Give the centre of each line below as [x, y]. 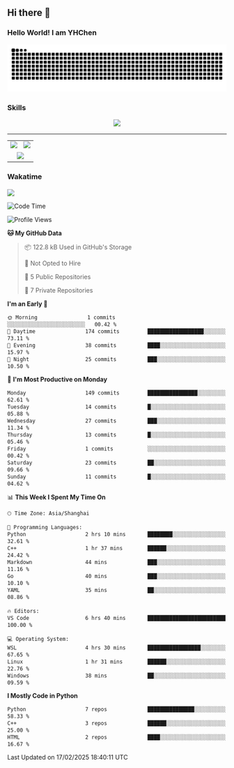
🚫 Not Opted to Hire [53, 263]
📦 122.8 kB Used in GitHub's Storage [78, 247]
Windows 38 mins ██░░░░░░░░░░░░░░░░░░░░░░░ [117, 675]
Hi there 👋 [29, 13]
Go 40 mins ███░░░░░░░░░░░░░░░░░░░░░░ [117, 576]
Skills [17, 108]
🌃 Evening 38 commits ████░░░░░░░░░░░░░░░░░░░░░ [117, 345]
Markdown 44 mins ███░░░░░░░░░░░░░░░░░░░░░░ [117, 562]
